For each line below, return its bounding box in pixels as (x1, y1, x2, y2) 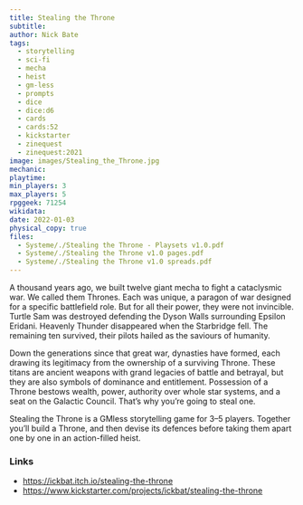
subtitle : (9, 22, 47, 31)
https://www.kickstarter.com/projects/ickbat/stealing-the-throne (22, 485, 263, 496)
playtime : (9, 173, 47, 182)
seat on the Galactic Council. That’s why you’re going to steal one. (9, 395, 256, 406)
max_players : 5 (9, 190, 67, 199)
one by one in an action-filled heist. (9, 433, 142, 443)
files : (9, 232, 34, 241)
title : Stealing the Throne (9, 13, 116, 23)
